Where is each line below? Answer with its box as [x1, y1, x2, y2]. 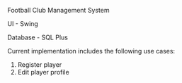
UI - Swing [7, 20, 39, 27]
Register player [17, 60, 62, 69]
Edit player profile [17, 68, 69, 76]
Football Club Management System [7, 6, 110, 14]
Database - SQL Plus [7, 33, 69, 41]
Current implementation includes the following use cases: [7, 47, 176, 55]
